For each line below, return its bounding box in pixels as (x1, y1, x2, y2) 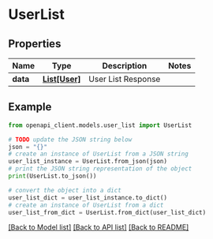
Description (102, 61, 148, 71)
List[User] (42, 73, 81, 84)
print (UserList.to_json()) (8, 172, 97, 181)
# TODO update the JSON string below (8, 136, 133, 144)
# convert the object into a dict (8, 186, 122, 194)
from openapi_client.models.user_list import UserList (8, 121, 192, 129)
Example (8, 100, 52, 114)
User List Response (88, 73, 161, 84)
